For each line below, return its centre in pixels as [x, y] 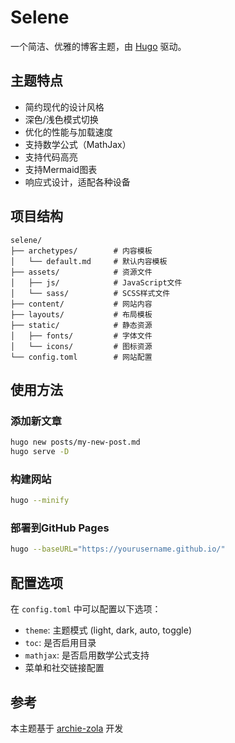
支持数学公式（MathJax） [78, 144]
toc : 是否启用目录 [60, 643]
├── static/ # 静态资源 [81, 325]
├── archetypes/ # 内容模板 [81, 251]
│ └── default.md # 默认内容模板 [89, 261]
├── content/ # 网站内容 [81, 304]
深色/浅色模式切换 [61, 119]
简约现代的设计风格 [64, 107]
